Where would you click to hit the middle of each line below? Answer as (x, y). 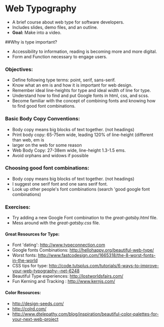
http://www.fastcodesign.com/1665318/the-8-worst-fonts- (97, 256)
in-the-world (25, 260)
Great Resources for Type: (32, 234)
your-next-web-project (35, 319)
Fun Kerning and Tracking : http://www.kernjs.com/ (64, 281)
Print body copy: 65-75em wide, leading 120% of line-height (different (83, 135)
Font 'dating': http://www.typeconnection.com (59, 245)
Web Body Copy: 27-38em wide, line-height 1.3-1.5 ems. (69, 150)
